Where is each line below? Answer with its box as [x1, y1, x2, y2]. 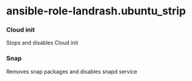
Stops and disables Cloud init [6, 39, 79, 46]
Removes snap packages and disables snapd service [6, 68, 138, 75]
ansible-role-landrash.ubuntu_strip [6, 4, 186, 18]
